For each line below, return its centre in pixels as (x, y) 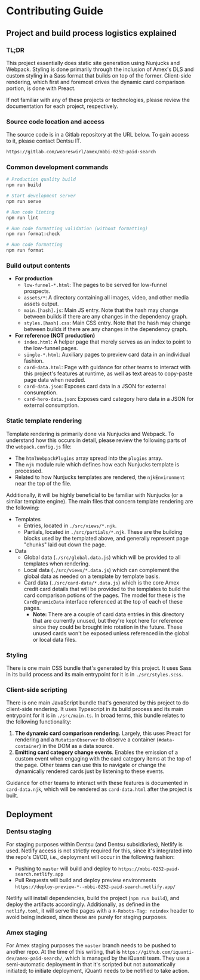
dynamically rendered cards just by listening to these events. (90, 771)
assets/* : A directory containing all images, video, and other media (106, 298)
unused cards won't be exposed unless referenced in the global (111, 633)
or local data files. (55, 639)
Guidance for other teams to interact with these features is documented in (97, 783)
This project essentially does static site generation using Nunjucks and (93, 63)
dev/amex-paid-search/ (34, 959)
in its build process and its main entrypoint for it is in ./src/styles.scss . (95, 674)
